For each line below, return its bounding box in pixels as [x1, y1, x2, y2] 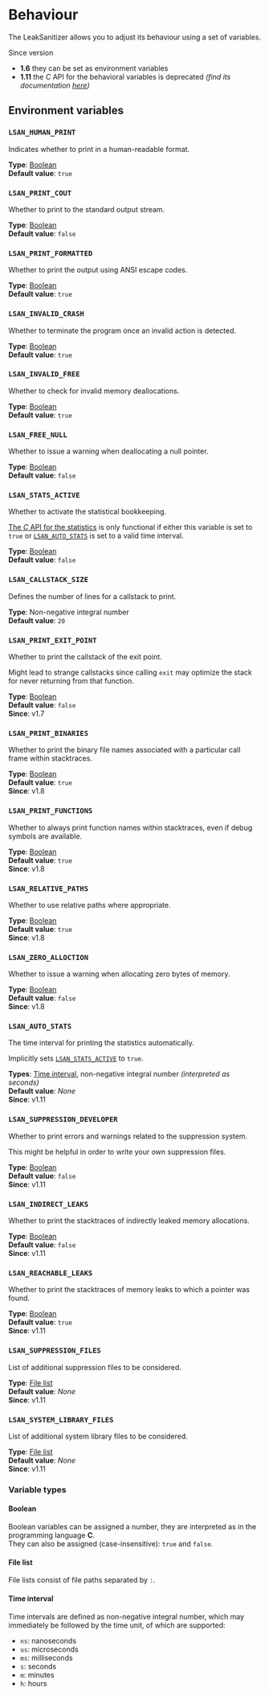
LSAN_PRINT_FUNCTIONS [8, 806, 93, 815]
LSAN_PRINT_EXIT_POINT [8, 635, 97, 645]
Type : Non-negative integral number [8, 607, 130, 617]
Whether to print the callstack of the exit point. [8, 652, 162, 661]
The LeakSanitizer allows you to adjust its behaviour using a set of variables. [8, 32, 262, 42]
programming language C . [8, 1530, 95, 1541]
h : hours [19, 1678, 47, 1688]
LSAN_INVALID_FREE [8, 370, 80, 379]
